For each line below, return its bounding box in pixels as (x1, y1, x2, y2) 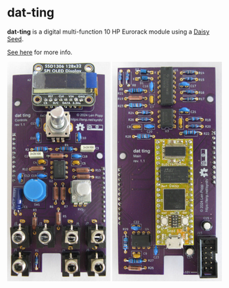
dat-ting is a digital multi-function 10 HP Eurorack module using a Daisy (7, 27, 210, 36)
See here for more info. (7, 48, 73, 56)
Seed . (7, 34, 24, 43)
